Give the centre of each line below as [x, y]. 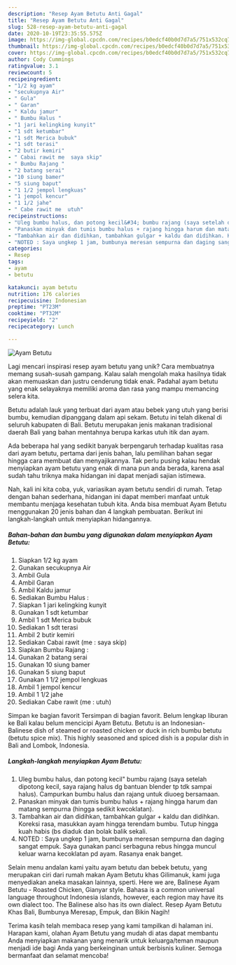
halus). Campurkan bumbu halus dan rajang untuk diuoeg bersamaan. [119, 794]
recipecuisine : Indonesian [47, 300]
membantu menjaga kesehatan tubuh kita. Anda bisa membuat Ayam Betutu [117, 504]
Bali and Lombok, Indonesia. [49, 745]
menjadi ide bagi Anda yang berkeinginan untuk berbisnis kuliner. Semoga [115, 947]
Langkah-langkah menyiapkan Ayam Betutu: [75, 761]
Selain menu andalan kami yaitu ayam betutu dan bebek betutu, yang [107, 867]
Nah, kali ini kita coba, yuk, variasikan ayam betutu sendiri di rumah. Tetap [115, 489]
